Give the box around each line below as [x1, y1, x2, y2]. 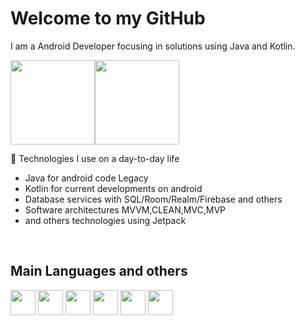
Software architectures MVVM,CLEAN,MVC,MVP [24, 203, 227, 216]
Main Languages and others [10, 263, 188, 280]
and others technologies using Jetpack [24, 214, 187, 226]
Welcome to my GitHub [10, 7, 206, 30]
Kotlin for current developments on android [24, 182, 203, 194]
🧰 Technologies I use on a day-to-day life [10, 152, 180, 164]
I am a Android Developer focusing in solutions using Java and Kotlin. [10, 40, 296, 52]
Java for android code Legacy [24, 172, 149, 184]
